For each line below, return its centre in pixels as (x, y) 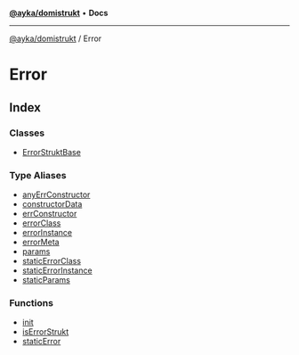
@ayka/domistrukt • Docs (59, 13)
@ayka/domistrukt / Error (56, 38)
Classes (27, 133)
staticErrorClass (52, 261)
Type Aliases (38, 175)
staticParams (46, 280)
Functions (31, 303)
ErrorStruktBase (52, 152)
